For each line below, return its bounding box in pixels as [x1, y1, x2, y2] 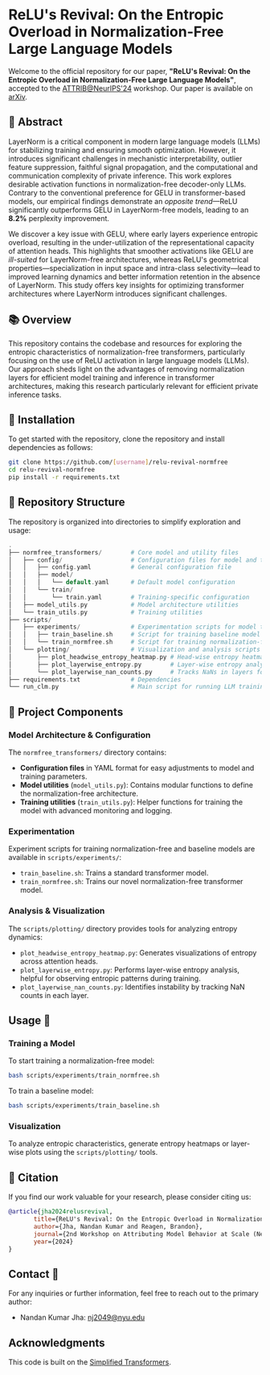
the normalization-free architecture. [19, 789, 139, 798]
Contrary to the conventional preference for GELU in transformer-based [8, 187, 246, 198]
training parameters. [19, 771, 88, 781]
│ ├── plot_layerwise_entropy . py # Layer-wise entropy [8, 661, 243, 669]
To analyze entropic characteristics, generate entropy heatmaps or [8, 1139, 230, 1148]
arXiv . [8, 92, 28, 101]
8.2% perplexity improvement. [8, 213, 110, 223]
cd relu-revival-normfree [8, 466, 95, 474]
